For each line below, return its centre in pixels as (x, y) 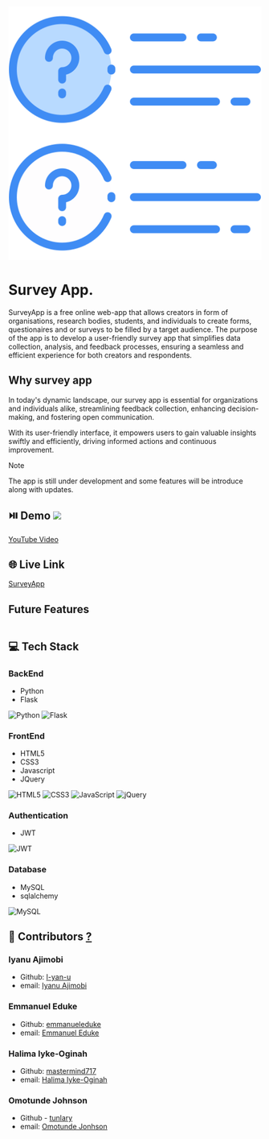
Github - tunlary (46, 1118)
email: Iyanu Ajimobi (53, 986)
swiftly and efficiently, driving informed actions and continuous (112, 441)
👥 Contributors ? (50, 937)
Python (32, 690)
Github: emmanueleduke (61, 1024)
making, (22, 416)
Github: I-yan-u (45, 977)
